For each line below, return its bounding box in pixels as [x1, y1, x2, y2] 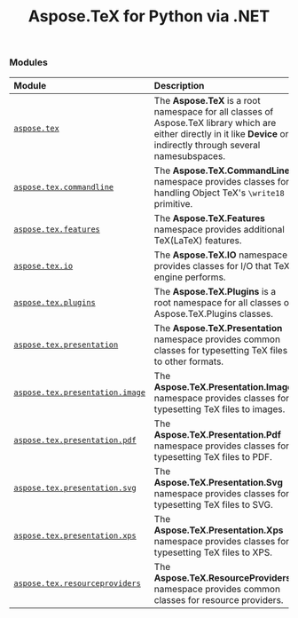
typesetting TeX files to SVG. [153, 498, 273, 511]
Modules [9, 56, 49, 68]
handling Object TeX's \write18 [153, 186, 286, 199]
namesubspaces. [153, 149, 226, 162]
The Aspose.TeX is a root [153, 94, 261, 107]
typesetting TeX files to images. [153, 402, 286, 415]
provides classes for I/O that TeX [153, 259, 290, 272]
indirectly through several [153, 139, 261, 151]
